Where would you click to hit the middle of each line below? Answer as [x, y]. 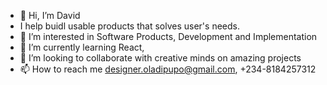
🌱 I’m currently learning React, [82, 47]
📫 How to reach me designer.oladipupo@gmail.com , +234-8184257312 [168, 69]
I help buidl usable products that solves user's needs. [129, 26]
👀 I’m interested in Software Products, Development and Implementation [168, 36]
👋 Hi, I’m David [50, 15]
